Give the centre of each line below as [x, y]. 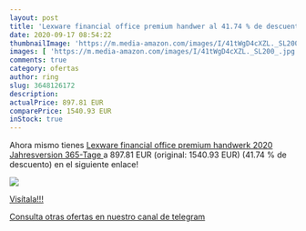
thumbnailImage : [40, 43]
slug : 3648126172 [42, 85]
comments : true [38, 60]
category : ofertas [44, 69]
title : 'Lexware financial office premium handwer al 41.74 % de [136, 26]
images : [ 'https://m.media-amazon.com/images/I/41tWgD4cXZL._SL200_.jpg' [154, 52]
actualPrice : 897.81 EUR [56, 102]
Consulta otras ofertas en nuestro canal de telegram [107, 217]
